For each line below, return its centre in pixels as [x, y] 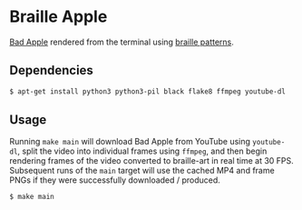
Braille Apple [58, 17]
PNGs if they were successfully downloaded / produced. [115, 180]
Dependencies [51, 70]
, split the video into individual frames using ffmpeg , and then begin [142, 151]
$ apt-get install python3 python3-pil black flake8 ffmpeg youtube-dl [147, 91]
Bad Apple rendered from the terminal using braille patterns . [122, 42]
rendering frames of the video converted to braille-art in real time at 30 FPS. [152, 161]
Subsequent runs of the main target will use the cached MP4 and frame [142, 171]
